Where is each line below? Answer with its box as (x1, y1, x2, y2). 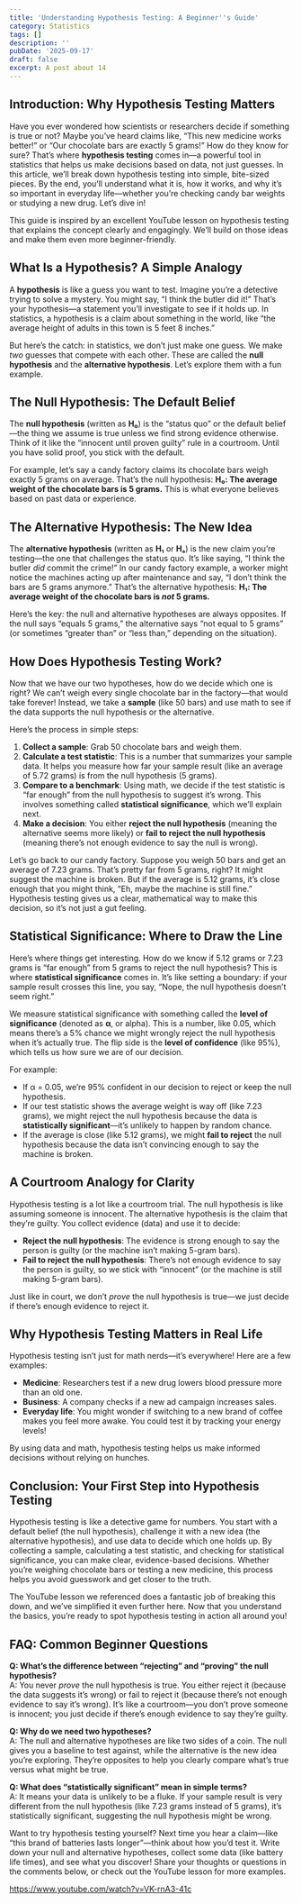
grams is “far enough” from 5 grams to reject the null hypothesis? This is (9, 961, 278, 973)
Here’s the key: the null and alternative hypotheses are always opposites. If (9, 609, 287, 620)
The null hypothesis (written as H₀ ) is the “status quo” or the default (9, 418, 263, 429)
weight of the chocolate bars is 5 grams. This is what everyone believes (9, 484, 279, 495)
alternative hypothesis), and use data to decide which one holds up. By (9, 1535, 272, 1546)
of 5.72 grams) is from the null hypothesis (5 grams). (22, 769, 217, 780)
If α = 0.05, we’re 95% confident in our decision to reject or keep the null (22, 1081, 292, 1092)
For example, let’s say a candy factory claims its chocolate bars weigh (9, 465, 269, 476)
